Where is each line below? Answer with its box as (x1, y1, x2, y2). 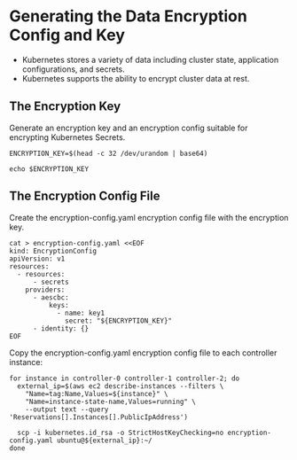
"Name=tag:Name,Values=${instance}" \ (25, 389, 168, 398)
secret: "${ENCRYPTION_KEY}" (65, 316, 173, 325)
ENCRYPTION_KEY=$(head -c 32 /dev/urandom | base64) (9, 149, 208, 158)
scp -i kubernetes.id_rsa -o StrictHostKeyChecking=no (17, 428, 224, 437)
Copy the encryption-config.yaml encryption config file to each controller (9, 347, 277, 358)
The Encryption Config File (9, 189, 160, 204)
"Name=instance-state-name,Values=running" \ (25, 397, 197, 406)
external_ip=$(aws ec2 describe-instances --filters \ (17, 381, 224, 391)
